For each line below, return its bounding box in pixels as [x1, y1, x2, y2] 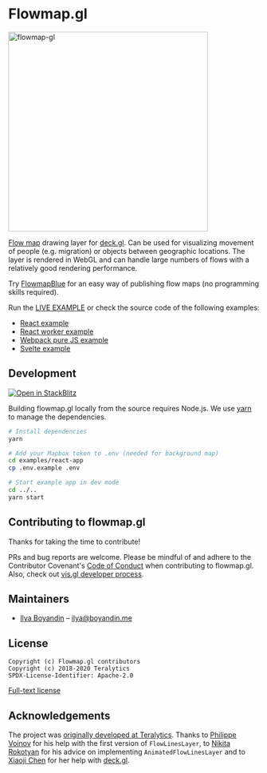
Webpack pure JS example [19, 335, 109, 344]
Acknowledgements [8, 708, 111, 723]
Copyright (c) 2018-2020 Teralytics [8, 664, 130, 673]
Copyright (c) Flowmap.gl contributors [8, 658, 141, 666]
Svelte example [19, 343, 71, 353]
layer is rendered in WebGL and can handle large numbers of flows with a [8, 255, 249, 264]
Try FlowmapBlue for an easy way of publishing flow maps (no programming [8, 279, 260, 288]
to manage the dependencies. [8, 412, 107, 422]
